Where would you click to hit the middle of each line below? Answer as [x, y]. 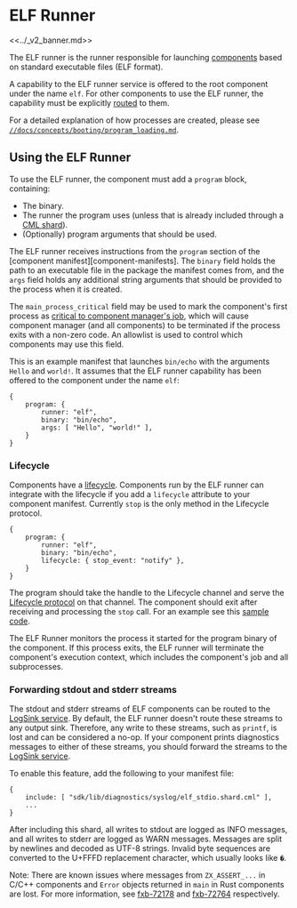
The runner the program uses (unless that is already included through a [153, 215]
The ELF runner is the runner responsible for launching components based [146, 57]
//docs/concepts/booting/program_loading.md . [94, 129]
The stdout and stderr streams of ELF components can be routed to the [140, 709]
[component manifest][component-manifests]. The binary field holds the [142, 261]
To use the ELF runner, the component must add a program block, [128, 179]
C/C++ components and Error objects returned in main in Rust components [147, 885]
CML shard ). [45, 224]
